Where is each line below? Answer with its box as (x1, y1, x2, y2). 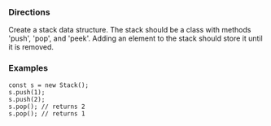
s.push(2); (8, 95, 46, 103)
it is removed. (8, 42, 55, 52)
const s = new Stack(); (8, 80, 90, 89)
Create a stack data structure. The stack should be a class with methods (8, 25, 251, 35)
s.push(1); (8, 88, 46, 96)
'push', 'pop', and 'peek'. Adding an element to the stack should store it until (8, 33, 263, 43)
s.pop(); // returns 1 (8, 109, 85, 118)
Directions (8, 7, 50, 18)
